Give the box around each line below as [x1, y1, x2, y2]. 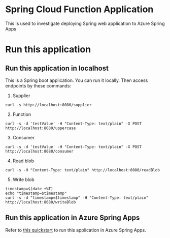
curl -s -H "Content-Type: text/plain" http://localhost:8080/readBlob [5, 167, 160, 172]
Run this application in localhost [5, 64, 109, 72]
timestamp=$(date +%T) [5, 186, 53, 191]
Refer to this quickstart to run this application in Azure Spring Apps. [5, 227, 146, 233]
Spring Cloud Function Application [5, 4, 154, 15]
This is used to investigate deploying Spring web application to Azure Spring [5, 20, 165, 26]
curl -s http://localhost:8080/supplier [5, 102, 92, 107]
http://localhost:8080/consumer [5, 148, 74, 154]
